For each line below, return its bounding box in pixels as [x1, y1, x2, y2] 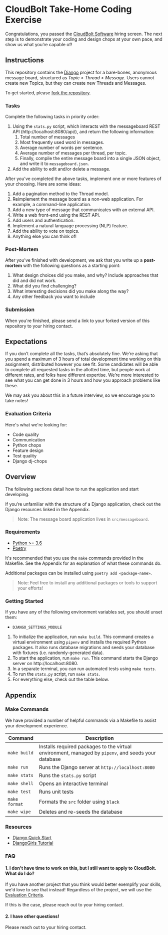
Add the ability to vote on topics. [12, 228, 79, 234]
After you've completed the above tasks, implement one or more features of [5, 176, 161, 182]
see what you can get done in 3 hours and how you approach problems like [5, 377, 160, 383]
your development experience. [5, 722, 68, 728]
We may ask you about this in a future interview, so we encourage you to [5, 392, 155, 398]
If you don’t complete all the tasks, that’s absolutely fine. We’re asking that [5, 351, 158, 357]
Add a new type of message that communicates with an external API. [12, 207, 155, 213]
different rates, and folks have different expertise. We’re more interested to [5, 372, 159, 378]
